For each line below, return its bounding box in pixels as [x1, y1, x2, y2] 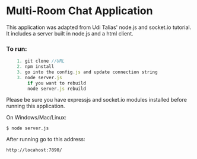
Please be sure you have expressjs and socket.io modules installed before [6, 96, 187, 103]
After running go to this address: [6, 136, 85, 143]
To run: [6, 44, 28, 53]
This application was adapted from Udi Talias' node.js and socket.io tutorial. [6, 24, 192, 31]
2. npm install [17, 64, 55, 70]
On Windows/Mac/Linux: [6, 114, 67, 121]
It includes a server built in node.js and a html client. [6, 30, 134, 37]
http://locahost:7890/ [6, 147, 62, 153]
